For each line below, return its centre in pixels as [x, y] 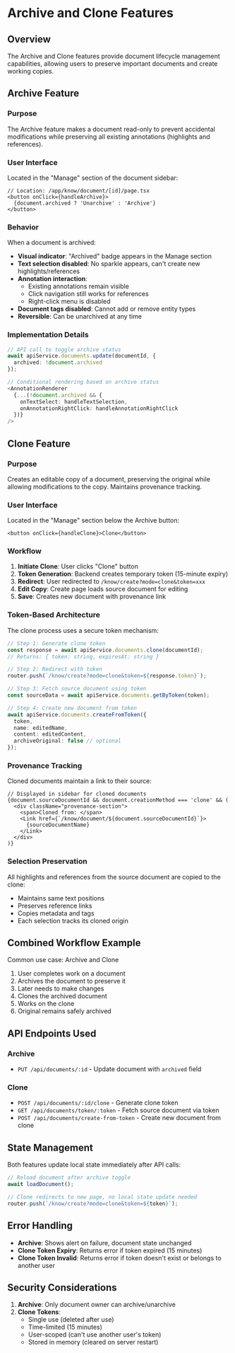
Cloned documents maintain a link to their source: [79, 781]
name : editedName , [41, 728]
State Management [50, 1147]
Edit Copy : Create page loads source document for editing [103, 589]
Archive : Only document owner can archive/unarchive [97, 1305]
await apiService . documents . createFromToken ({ [77, 714]
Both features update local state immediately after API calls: [94, 1165]
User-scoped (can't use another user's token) [95, 1335]
